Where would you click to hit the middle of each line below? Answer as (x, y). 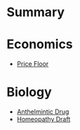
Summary (35, 12)
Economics (40, 45)
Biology (29, 92)
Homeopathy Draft (44, 119)
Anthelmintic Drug (43, 112)
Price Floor (33, 64)
